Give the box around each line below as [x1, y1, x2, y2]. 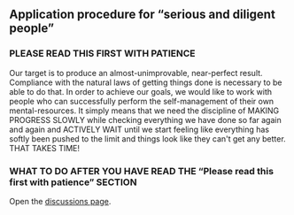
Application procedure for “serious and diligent [9, 7, 276, 22]
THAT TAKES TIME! [9, 142, 81, 153]
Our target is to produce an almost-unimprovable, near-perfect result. [9, 67, 263, 78]
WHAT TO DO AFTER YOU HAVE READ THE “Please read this [9, 165, 275, 177]
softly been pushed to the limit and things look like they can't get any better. [9, 133, 286, 144]
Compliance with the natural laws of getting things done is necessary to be [9, 77, 282, 88]
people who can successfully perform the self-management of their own [9, 96, 275, 106]
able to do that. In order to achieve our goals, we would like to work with [9, 86, 273, 96]
